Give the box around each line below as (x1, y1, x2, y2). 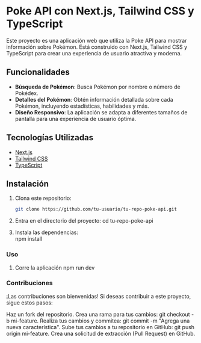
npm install (14, 235, 43, 243)
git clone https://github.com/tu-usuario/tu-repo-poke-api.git (14, 206, 178, 212)
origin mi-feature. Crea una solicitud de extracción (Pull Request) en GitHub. (6, 330, 196, 337)
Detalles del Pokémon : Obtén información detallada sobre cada (14, 96, 173, 103)
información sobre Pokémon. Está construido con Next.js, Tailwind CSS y (6, 43, 188, 51)
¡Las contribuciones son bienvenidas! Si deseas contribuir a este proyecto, (6, 292, 191, 300)
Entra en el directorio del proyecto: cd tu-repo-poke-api (14, 217, 153, 224)
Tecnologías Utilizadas (6, 132, 94, 143)
